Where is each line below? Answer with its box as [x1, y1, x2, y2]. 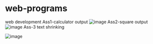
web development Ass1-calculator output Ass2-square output [5, 19, 148, 25]
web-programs [5, 3, 68, 14]
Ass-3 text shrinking [24, 24, 65, 29]
